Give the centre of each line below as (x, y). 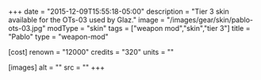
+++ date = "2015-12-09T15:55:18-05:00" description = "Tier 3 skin (119, 11)
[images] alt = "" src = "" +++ (57, 67)
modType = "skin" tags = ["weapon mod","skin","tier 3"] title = (149, 28)
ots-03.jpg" (27, 28)
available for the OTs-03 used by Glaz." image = (86, 20)
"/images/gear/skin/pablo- (210, 20)
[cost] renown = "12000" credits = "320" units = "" (91, 52)
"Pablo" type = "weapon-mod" (58, 36)
